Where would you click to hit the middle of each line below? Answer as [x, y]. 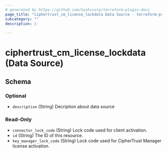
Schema [18, 82]
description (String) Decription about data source [63, 107]
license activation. [31, 146]
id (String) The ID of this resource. [48, 136]
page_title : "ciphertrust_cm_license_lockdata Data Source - [70, 14]
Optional [16, 96]
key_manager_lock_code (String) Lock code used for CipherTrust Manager [87, 141]
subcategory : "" [22, 19]
